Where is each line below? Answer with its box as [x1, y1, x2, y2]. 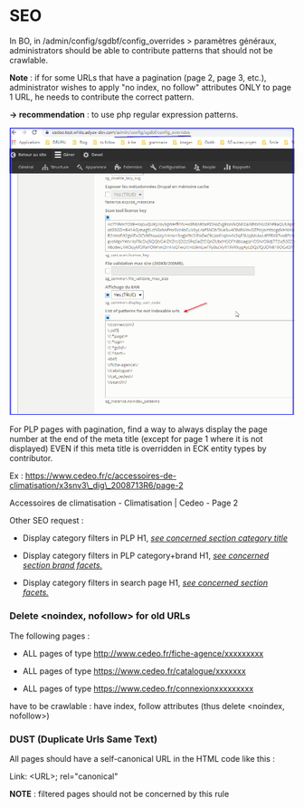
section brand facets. [22, 560, 103, 571]
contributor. [9, 453, 53, 464]
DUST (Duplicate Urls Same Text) [9, 733, 158, 745]
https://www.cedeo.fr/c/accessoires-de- [24, 470, 177, 481]
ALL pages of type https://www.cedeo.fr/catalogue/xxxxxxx [22, 665, 246, 676]
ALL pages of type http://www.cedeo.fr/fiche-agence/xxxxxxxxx [22, 648, 264, 659]
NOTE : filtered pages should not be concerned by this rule [9, 789, 230, 800]
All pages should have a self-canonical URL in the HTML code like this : [9, 754, 276, 765]
